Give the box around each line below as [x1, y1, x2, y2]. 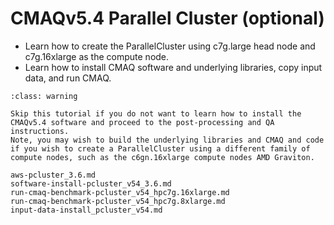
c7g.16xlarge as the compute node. [24, 50, 170, 62]
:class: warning [10, 91, 78, 101]
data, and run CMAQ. [24, 72, 112, 84]
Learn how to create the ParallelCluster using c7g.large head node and [24, 40, 316, 52]
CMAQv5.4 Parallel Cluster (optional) [10, 7, 325, 30]
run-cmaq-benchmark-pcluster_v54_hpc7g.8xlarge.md [10, 196, 226, 206]
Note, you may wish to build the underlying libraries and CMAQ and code [10, 135, 325, 145]
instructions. [10, 126, 70, 136]
